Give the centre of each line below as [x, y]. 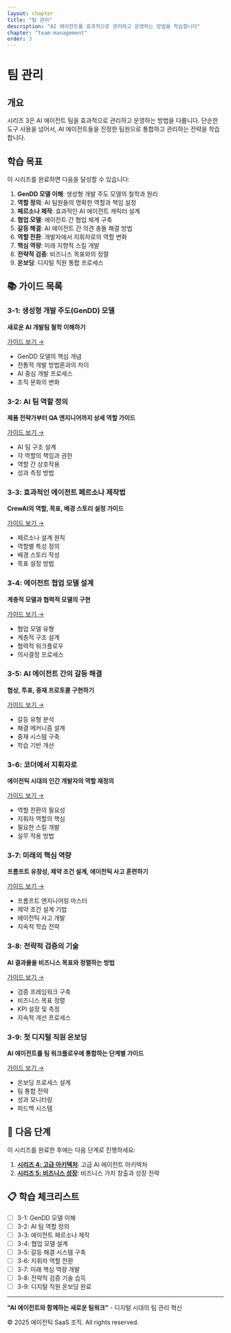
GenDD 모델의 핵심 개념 [49, 356]
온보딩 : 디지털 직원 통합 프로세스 [60, 263]
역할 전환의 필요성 [41, 810]
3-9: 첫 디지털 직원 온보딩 [47, 1037]
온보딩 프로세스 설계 [44, 1082]
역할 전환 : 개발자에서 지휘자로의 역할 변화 [72, 236]
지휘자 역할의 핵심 [41, 819]
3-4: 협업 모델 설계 [43, 1243]
